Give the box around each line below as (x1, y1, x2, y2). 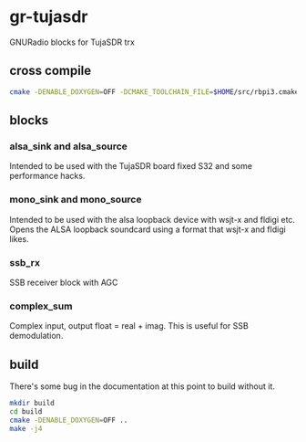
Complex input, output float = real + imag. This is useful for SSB (9, 321, 249, 331)
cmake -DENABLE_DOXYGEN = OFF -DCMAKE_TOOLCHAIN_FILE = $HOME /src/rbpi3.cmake (9, 87, 300, 97)
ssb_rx (9, 256, 41, 268)
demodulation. (9, 331, 64, 342)
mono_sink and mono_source (9, 194, 142, 206)
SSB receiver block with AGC (9, 277, 118, 288)
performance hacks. (9, 171, 86, 182)
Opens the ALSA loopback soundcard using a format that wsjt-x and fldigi (9, 224, 287, 235)
